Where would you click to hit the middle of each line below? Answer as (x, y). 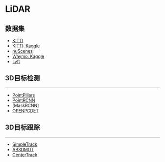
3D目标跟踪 (23, 127)
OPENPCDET (26, 111)
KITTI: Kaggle (26, 46)
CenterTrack (25, 155)
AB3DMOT (23, 149)
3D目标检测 (23, 78)
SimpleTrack (25, 144)
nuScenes (22, 51)
